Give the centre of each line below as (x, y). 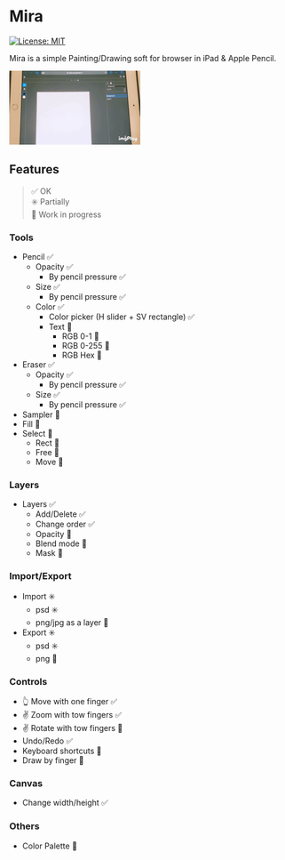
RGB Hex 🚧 (82, 355)
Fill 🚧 (31, 424)
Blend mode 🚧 (61, 543)
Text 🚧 (60, 327)
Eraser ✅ (38, 365)
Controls (28, 681)
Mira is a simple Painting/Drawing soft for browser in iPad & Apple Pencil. (143, 58)
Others (24, 826)
